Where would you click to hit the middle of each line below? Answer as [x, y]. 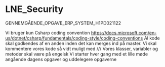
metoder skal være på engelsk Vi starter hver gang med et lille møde [77, 54]
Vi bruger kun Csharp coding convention [48, 32]
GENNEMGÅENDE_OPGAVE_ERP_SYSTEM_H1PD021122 [63, 23]
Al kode [152, 38]
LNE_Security [34, 9]
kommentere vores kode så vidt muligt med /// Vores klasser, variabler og [82, 48]
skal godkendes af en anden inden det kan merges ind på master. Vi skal [81, 43]
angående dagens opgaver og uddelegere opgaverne [61, 59]
